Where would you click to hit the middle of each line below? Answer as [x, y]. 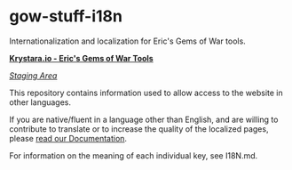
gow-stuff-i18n [66, 16]
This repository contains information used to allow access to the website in [146, 93]
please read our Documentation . [68, 138]
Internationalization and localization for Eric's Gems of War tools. [127, 41]
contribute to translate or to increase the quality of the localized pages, [139, 129]
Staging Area [33, 75]
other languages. [40, 102]
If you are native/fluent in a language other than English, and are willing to [144, 119]
